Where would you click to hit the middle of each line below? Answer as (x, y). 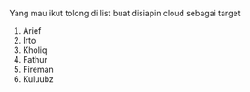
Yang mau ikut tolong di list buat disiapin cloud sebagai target (125, 13)
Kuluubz (38, 79)
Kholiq (35, 50)
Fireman (38, 69)
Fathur (35, 60)
